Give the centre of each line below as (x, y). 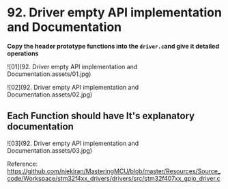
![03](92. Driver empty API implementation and (73, 143)
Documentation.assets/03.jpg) (50, 150)
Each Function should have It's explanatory (101, 116)
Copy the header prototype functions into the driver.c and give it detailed (113, 46)
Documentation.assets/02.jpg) (50, 94)
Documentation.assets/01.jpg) (49, 74)
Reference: (23, 164)
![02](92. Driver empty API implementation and (73, 87)
